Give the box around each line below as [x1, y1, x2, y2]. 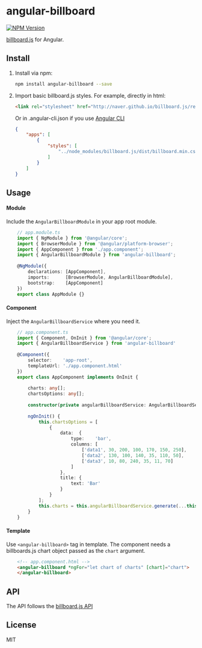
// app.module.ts [17, 229, 61, 236]
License [6, 620, 37, 631]
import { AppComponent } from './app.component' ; [17, 246, 144, 253]
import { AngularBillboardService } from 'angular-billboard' [17, 341, 176, 347]
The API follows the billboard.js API [6, 603, 93, 610]
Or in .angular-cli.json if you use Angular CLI [14, 115, 125, 122]
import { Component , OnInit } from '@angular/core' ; [17, 335, 152, 341]
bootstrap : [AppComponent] [28, 280, 103, 286]
